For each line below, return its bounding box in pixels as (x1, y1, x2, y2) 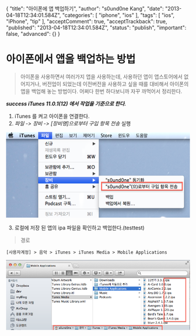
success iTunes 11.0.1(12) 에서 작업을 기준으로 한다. (6, 100, 127, 107)
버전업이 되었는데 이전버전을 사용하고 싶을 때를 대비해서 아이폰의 (42, 80, 189, 87)
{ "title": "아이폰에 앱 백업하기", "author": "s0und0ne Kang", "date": (6, 5, 164, 12)
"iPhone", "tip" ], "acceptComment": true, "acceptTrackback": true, (6, 18, 167, 25)
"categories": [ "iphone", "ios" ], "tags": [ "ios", (62, 12, 175, 19)
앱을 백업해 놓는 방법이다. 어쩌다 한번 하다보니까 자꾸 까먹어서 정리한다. (20, 87, 183, 95)
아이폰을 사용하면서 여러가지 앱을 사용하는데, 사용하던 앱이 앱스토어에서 (20, 73, 183, 80)
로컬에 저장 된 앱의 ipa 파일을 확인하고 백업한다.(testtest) (14, 224, 145, 231)
